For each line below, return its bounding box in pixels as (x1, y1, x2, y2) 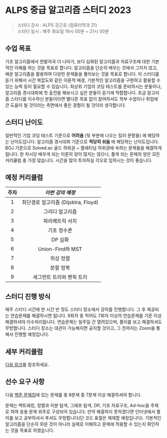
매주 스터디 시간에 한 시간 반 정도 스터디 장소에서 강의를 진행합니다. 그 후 (5, 306, 146, 312)
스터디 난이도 (5, 118, 43, 127)
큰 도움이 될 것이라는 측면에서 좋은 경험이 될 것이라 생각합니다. (5, 102, 126, 108)
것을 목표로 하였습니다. (10, 427, 55, 433)
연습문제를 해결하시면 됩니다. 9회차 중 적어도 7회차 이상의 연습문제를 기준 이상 (10, 313, 162, 319)
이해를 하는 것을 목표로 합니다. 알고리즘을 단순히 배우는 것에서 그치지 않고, (14, 64, 158, 70)
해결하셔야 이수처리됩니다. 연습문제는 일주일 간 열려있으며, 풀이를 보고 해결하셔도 (5, 319, 163, 325)
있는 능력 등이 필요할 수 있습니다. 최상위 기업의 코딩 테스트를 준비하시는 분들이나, (5, 83, 162, 89)
